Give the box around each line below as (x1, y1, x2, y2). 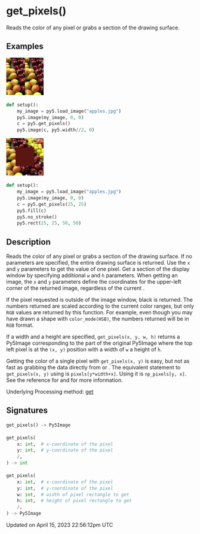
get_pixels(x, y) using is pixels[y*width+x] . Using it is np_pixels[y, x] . (6, 370, 187, 378)
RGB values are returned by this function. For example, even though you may (6, 309, 193, 316)
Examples (6, 41, 44, 51)
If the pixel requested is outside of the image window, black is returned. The (6, 296, 193, 304)
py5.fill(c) (17, 208, 47, 214)
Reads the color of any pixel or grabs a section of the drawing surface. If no (6, 253, 192, 260)
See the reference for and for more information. (6, 377, 124, 384)
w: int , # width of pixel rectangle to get (17, 491, 130, 497)
